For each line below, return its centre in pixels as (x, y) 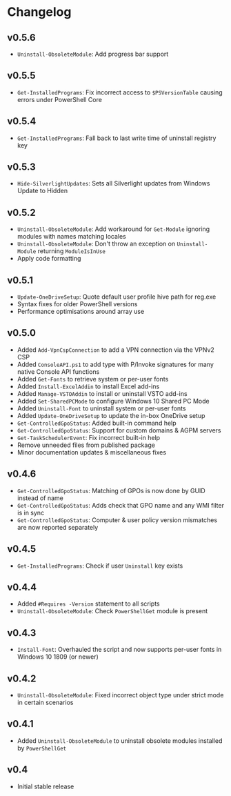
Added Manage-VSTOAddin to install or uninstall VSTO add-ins (102, 393)
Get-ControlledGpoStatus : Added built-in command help (97, 423)
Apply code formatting (49, 259)
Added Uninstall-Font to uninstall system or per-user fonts (101, 408)
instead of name (40, 498)
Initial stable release (46, 786)
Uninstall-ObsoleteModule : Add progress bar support (93, 54)
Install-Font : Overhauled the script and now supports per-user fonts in (119, 650)
